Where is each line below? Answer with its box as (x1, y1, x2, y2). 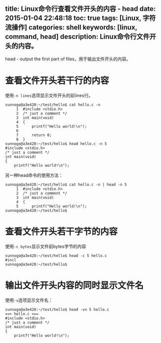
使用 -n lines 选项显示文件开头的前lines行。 (5, 92, 93, 98)
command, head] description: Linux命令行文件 (5, 33, 150, 41)
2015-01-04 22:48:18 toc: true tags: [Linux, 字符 (5, 14, 156, 22)
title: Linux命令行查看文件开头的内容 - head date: (5, 4, 156, 13)
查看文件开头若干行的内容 (5, 75, 110, 86)
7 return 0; (16, 133, 52, 138)
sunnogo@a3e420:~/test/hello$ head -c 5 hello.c (5, 253, 107, 258)
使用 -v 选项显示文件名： (5, 297, 53, 303)
